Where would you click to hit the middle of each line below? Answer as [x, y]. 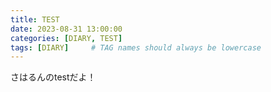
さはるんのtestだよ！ [53, 77]
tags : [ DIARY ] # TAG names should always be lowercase [136, 47]
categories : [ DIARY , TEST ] [66, 38]
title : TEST [35, 19]
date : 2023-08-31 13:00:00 [66, 29]
